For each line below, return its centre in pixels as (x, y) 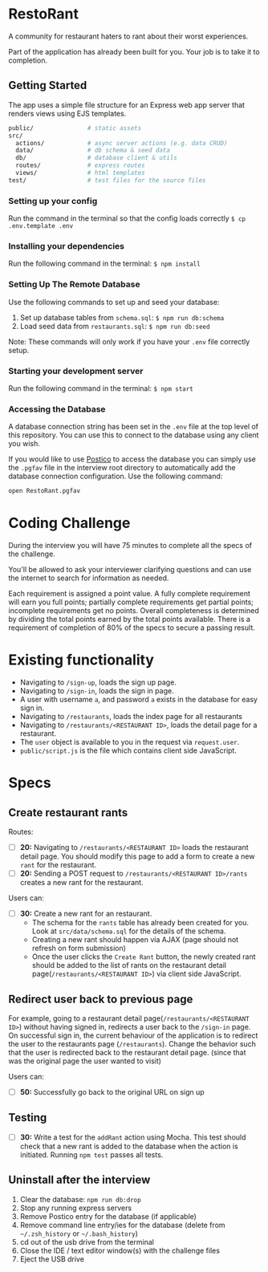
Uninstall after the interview (79, 1180)
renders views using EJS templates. (67, 113)
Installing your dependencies (67, 246)
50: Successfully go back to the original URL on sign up (112, 1091)
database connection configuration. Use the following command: (116, 476)
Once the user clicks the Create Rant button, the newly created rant (144, 957)
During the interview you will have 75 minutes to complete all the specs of (130, 546)
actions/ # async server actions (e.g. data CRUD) (122, 143)
